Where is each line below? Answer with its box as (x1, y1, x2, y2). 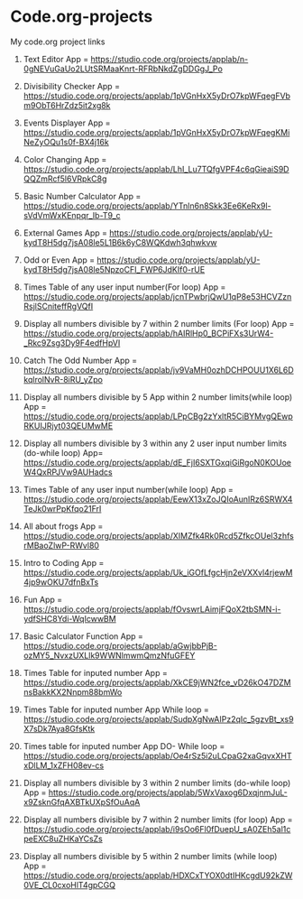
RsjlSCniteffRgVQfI (23, 301, 94, 311)
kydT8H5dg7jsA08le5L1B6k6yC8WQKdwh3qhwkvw (23, 236, 217, 247)
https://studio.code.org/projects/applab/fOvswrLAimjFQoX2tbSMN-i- (23, 603, 281, 615)
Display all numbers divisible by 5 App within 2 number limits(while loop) (23, 391, 293, 403)
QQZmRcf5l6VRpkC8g (23, 173, 107, 184)
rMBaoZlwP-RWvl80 (23, 540, 100, 551)
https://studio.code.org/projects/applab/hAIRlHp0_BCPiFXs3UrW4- (23, 328, 274, 338)
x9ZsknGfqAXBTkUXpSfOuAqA (23, 796, 141, 807)
